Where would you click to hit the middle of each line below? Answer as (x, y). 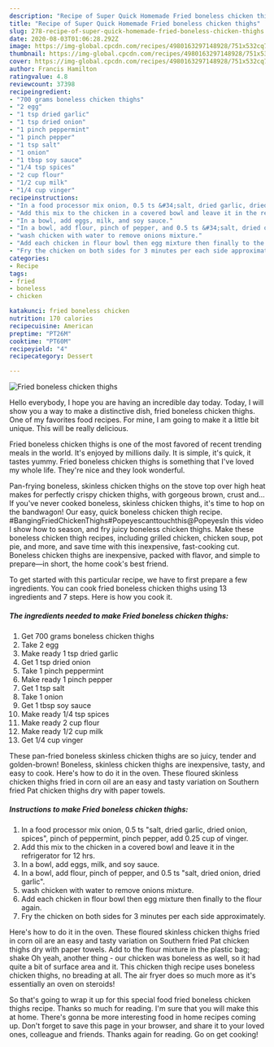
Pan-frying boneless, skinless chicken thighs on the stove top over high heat (137, 486)
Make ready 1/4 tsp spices (65, 715)
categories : (29, 258)
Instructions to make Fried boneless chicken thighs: (99, 809)
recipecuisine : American (51, 326)
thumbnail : (28, 54)
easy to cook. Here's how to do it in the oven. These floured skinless (124, 773)
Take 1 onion (42, 697)
